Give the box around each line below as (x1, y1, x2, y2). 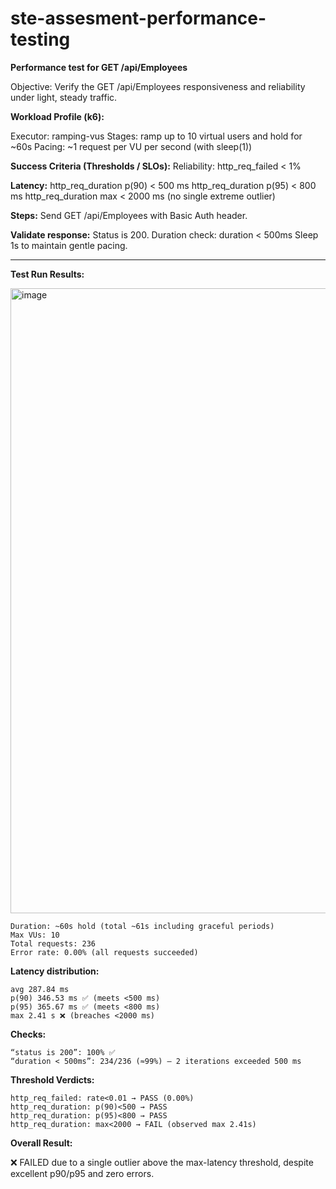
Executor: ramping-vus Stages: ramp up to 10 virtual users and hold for (10, 130, 303, 142)
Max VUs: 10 (10, 930, 60, 940)
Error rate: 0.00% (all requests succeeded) (10, 947, 199, 957)
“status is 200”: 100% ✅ (10, 1047, 116, 1057)
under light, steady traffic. (10, 91, 118, 103)
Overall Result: (10, 1137, 73, 1149)
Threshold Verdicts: (10, 1073, 95, 1086)
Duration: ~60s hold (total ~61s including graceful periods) (10, 921, 275, 931)
